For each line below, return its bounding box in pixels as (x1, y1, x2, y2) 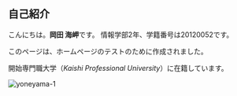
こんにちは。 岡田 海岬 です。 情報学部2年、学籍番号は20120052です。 (8, 30, 234, 39)
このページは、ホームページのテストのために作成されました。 (8, 46, 209, 56)
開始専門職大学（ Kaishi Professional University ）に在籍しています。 (8, 63, 228, 72)
